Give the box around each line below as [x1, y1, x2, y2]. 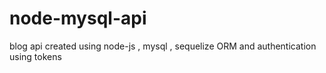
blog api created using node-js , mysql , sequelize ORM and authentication [9, 40, 317, 52]
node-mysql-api [9, 7, 147, 30]
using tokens [9, 50, 62, 62]
